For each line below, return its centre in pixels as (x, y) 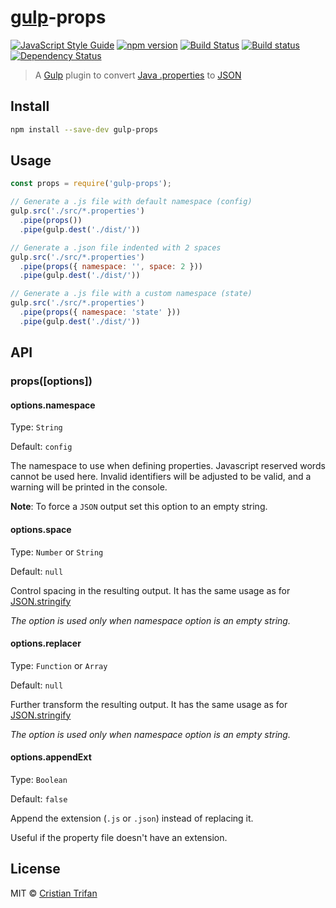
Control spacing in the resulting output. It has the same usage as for (150, 590)
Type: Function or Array (59, 665)
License (35, 869)
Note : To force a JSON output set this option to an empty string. (139, 507)
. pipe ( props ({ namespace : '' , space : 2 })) (111, 266)
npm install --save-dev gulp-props (84, 129)
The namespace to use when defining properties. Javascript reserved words (168, 466)
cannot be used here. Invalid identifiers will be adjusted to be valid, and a (161, 477)
